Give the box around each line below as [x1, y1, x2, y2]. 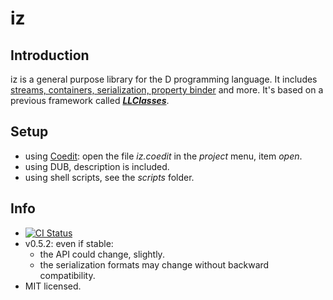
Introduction [10, 47, 90, 64]
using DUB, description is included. [24, 160, 170, 172]
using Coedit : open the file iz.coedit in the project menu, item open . [24, 150, 303, 162]
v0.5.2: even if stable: [24, 237, 114, 249]
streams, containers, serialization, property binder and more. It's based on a [10, 84, 324, 96]
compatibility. [39, 269, 96, 281]
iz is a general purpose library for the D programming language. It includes [10, 73, 318, 85]
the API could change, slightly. [39, 248, 165, 260]
